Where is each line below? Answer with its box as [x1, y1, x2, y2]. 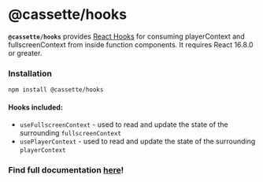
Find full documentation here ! [8, 165, 124, 176]
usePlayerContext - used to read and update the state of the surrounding [19, 136, 256, 147]
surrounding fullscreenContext [19, 128, 122, 138]
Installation [8, 68, 53, 79]
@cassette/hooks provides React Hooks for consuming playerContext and [8, 32, 246, 41]
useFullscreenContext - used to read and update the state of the [19, 120, 228, 129]
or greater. [8, 48, 43, 58]
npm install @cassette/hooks [8, 86, 104, 94]
